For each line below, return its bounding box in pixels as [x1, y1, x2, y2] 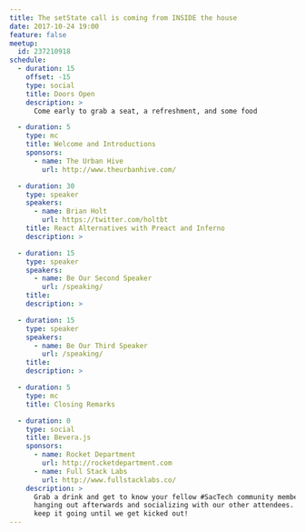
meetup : [9, 38, 39, 48]
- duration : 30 [17, 181, 75, 191]
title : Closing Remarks [25, 399, 116, 409]
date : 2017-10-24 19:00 [9, 22, 100, 31]
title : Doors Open [25, 89, 95, 98]
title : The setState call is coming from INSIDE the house [9, 13, 238, 23]
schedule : [9, 55, 47, 65]
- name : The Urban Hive [33, 156, 124, 166]
